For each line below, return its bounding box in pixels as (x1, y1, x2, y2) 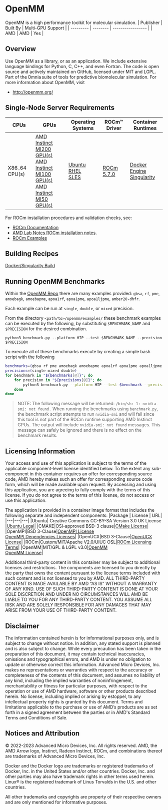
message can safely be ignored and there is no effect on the (17, 427, 142, 433)
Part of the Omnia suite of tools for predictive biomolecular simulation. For (5, 74, 156, 80)
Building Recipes (5, 249, 59, 258)
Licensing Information (5, 447, 75, 455)
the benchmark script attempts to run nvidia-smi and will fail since (17, 411, 155, 417)
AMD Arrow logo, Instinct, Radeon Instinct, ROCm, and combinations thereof (5, 747, 162, 753)
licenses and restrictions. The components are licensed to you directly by (5, 565, 156, 571)
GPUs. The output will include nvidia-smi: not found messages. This (17, 422, 161, 428)
